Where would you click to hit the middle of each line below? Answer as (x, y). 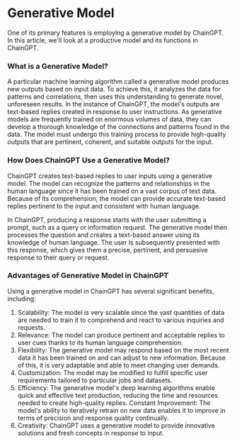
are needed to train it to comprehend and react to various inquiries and (121, 320)
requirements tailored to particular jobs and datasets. (95, 380)
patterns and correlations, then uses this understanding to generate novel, (116, 96)
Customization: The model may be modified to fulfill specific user (112, 372)
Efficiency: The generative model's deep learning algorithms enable (116, 387)
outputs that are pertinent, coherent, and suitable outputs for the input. (110, 142)
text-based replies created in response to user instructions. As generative (115, 112)
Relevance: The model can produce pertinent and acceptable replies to (121, 335)
